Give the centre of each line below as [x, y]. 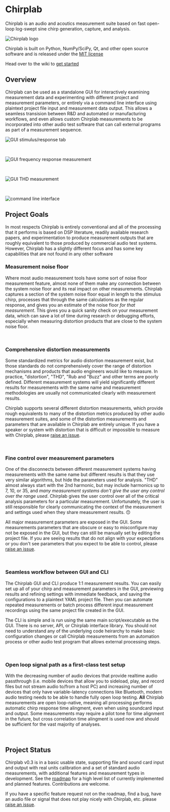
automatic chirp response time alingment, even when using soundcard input [84, 708]
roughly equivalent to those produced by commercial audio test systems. [81, 243]
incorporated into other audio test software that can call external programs [83, 124]
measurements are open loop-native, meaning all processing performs [79, 703]
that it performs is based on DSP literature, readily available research [77, 232]
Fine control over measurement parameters [60, 458]
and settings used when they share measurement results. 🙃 [68, 512]
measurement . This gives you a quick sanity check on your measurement [82, 310]
